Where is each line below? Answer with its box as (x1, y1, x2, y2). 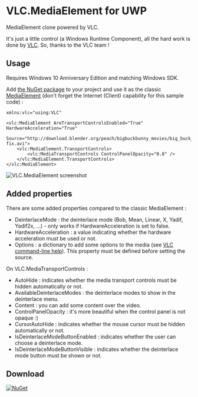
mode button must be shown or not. (14, 352, 102, 359)
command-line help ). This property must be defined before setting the (14, 247, 186, 255)
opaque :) (14, 314, 38, 321)
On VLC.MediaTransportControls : (6, 265, 88, 272)
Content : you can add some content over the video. (14, 301, 141, 308)
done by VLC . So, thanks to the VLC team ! (6, 41, 110, 48)
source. (14, 253, 34, 261)
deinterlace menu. (14, 295, 59, 302)
